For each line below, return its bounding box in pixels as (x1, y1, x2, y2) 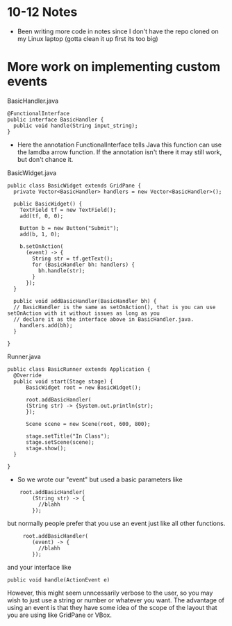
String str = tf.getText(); (32, 255, 113, 262)
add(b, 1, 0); (19, 231, 60, 238)
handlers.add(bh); (19, 322, 73, 329)
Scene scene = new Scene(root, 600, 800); (25, 420, 151, 427)
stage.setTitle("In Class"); (25, 432, 110, 440)
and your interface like (7, 563, 72, 571)
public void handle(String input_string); (13, 122, 138, 129)
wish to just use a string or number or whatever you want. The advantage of (7, 595, 224, 604)
